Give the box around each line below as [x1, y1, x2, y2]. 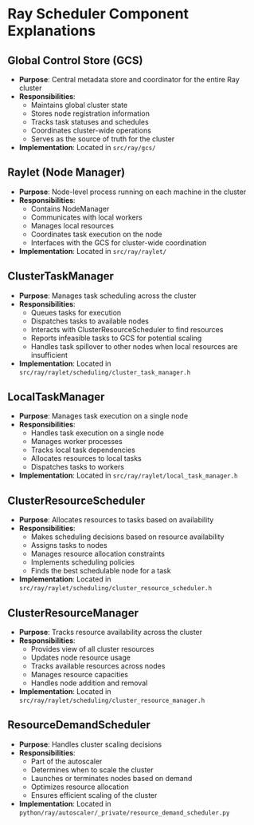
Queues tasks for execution [30, 307, 122, 317]
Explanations [7, 22, 96, 40]
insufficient [30, 350, 68, 359]
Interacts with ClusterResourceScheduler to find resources [30, 324, 224, 334]
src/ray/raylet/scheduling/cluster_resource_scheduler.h [18, 585, 213, 593]
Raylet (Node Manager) [7, 165, 125, 180]
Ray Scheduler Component [7, 5, 189, 23]
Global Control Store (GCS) [7, 54, 143, 67]
